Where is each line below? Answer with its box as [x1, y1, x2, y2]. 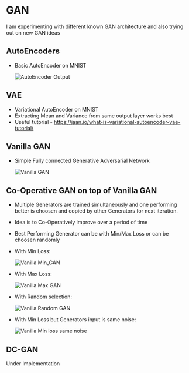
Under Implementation [6, 360, 60, 367]
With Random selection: [14, 293, 72, 300]
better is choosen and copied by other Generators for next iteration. [14, 207, 178, 214]
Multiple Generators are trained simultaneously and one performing [14, 201, 177, 209]
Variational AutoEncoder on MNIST [14, 106, 99, 113]
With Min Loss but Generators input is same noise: [14, 316, 136, 323]
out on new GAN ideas [6, 29, 60, 36]
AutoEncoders [6, 46, 60, 56]
